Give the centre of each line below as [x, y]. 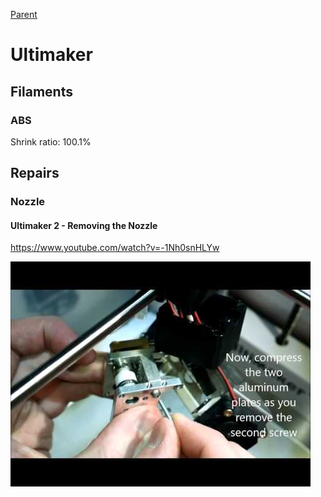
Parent [24, 14]
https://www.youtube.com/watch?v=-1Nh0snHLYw [115, 248]
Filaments [41, 91]
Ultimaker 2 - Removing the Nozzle [84, 225]
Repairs [35, 173]
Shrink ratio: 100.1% [51, 141]
